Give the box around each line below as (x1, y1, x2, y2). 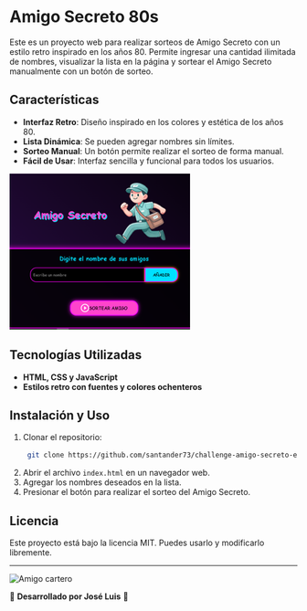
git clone (26, 450, 65, 460)
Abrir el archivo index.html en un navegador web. (22, 468, 210, 479)
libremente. (9, 547, 52, 558)
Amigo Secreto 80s (9, 6, 159, 27)
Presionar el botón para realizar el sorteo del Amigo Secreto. (22, 487, 251, 498)
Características (9, 92, 100, 108)
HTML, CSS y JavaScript (22, 372, 119, 383)
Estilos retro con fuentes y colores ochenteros (22, 381, 203, 392)
